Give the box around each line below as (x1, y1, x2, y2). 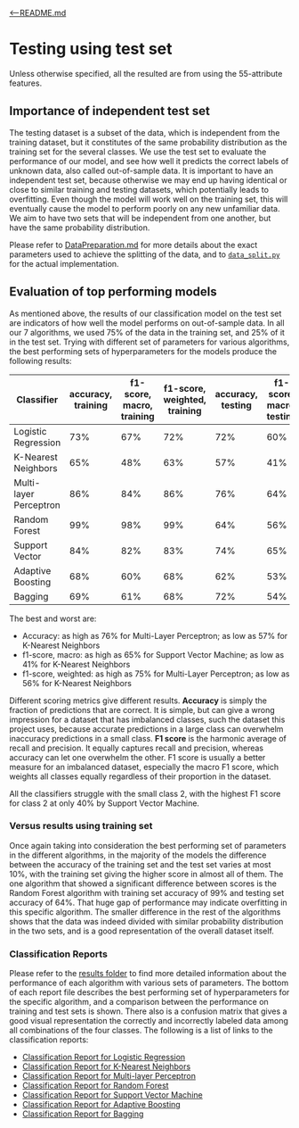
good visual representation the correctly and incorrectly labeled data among (9, 1016, 289, 1026)
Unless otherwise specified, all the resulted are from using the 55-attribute (9, 68, 283, 79)
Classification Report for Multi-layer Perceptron (21, 1071, 196, 1082)
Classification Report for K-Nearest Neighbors (21, 1061, 191, 1072)
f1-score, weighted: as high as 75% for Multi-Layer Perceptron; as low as (21, 668, 290, 679)
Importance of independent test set (9, 104, 211, 119)
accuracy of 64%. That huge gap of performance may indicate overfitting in (9, 897, 287, 908)
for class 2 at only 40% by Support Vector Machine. (9, 798, 200, 809)
